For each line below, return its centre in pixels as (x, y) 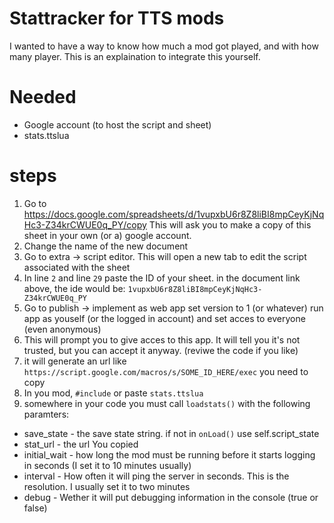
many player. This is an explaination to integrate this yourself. (135, 56)
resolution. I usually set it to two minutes (107, 486)
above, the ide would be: (74, 288)
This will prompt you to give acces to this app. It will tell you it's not (162, 339)
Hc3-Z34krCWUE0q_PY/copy (85, 224)
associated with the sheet (77, 267)
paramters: (46, 414)
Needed (43, 97)
